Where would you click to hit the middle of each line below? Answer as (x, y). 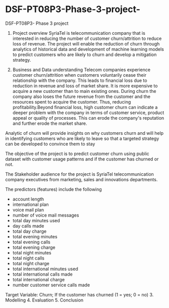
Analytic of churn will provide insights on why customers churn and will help (84, 133)
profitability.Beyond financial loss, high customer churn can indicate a (85, 107)
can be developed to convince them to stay (50, 144)
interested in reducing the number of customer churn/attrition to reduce (87, 38)
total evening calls (31, 242)
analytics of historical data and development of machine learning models (88, 49)
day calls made (28, 226)
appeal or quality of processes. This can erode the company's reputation (88, 118)
